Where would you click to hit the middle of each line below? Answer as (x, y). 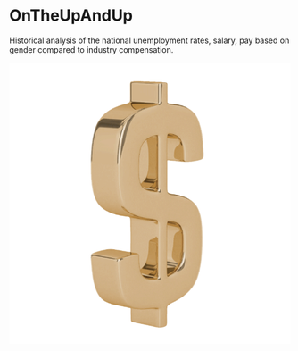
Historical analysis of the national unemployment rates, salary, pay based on (149, 40)
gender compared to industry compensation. (91, 49)
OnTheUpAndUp (71, 16)
